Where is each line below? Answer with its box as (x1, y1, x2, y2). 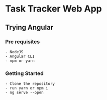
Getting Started (5, 70, 44, 77)
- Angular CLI (5, 54, 35, 59)
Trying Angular (5, 23, 54, 32)
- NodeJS (5, 49, 24, 54)
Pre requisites (5, 38, 40, 45)
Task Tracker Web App (5, 3, 102, 15)
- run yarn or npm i (5, 86, 49, 91)
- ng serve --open (5, 90, 44, 95)
